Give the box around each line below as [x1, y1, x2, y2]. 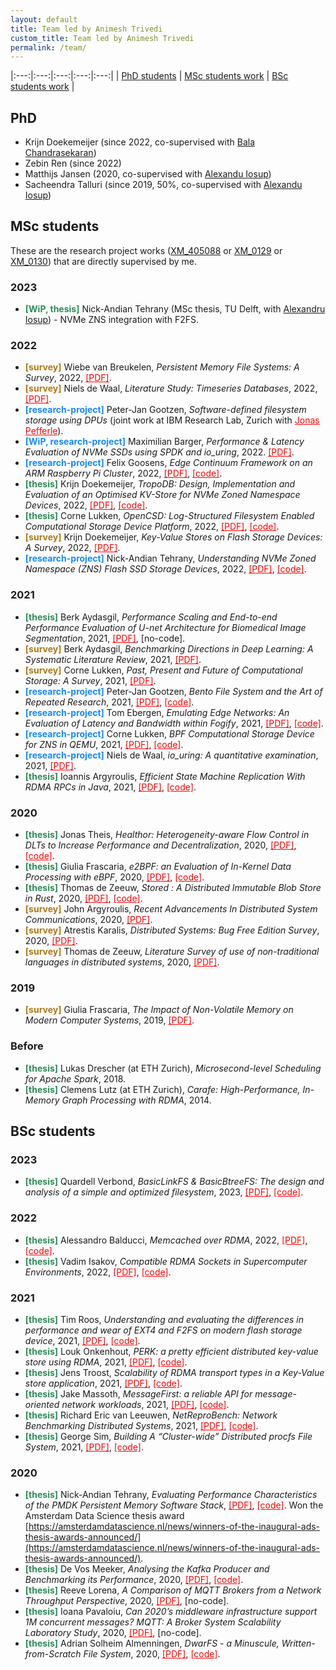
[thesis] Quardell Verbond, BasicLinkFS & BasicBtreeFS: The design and [24, 1176, 325, 1188]
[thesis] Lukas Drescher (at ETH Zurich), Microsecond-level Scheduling [24, 1062, 322, 1074]
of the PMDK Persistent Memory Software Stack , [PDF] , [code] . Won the [24, 1499, 324, 1511]
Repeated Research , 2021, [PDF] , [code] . [24, 696, 195, 708]
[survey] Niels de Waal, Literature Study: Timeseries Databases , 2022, [24, 382, 318, 395]
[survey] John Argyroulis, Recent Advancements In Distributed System [24, 903, 318, 915]
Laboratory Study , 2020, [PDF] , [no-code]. [24, 1627, 202, 1639]
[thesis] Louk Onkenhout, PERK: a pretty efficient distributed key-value [24, 1345, 319, 1357]
